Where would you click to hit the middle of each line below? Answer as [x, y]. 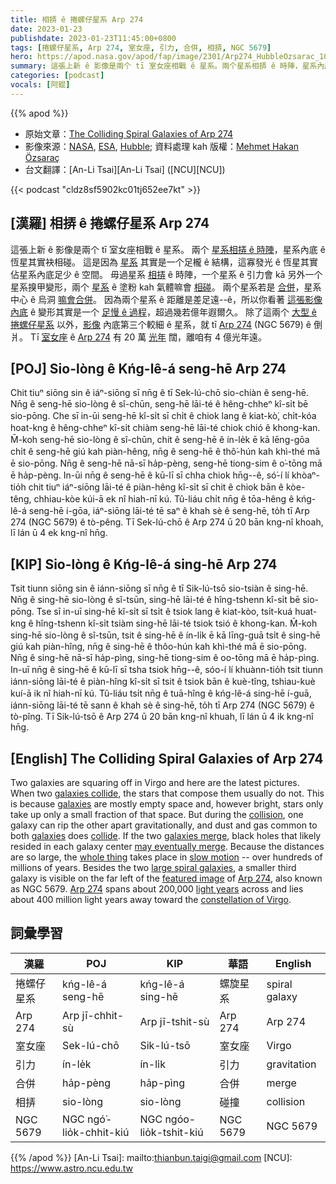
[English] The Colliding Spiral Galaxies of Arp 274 [167, 758]
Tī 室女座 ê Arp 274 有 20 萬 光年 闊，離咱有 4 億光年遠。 [148, 337]
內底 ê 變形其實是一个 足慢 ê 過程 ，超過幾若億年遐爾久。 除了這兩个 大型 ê [164, 312]
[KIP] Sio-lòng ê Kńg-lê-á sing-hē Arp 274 [144, 564]
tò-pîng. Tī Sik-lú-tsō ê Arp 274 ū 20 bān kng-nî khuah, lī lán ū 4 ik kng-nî [162, 717]
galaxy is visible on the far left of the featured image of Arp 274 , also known [166, 878]
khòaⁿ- [305, 475]
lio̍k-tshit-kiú [171, 1132]
